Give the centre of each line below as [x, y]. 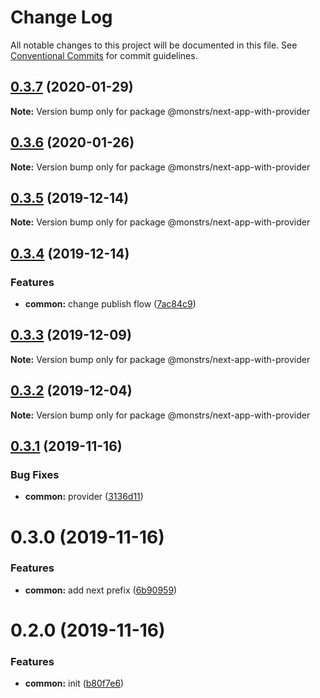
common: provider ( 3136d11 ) [84, 497]
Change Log [61, 17]
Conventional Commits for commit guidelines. [104, 55]
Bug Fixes [35, 474]
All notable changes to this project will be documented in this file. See [154, 45]
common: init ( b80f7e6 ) [74, 683]
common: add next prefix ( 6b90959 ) [101, 590]
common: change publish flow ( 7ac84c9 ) [110, 304]
